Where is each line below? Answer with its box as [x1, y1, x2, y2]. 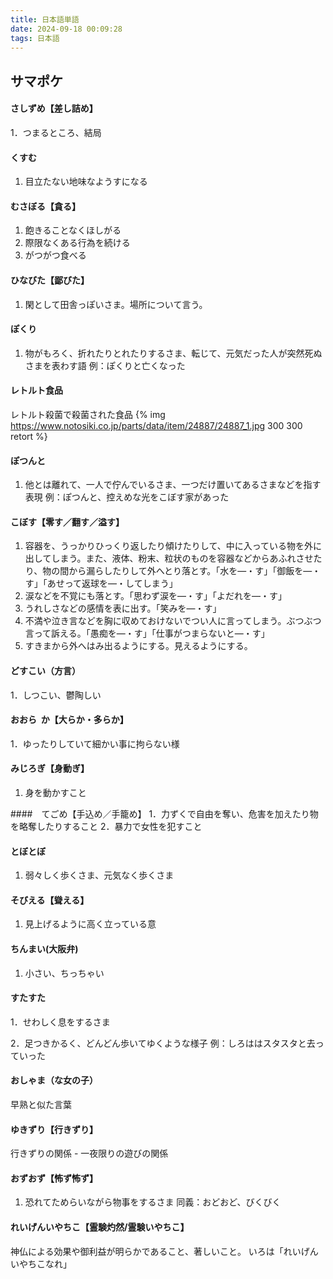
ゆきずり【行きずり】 [10, 1123, 98, 1135]
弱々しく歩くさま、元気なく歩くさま [24, 869, 175, 881]
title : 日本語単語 [10, 14, 80, 25]
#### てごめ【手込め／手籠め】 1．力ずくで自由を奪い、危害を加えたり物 [10, 808, 319, 820]
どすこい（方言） [10, 664, 81, 676]
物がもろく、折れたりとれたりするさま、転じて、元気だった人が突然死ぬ [24, 347, 323, 359]
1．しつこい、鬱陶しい [10, 689, 102, 701]
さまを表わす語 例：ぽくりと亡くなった [24, 359, 186, 371]
